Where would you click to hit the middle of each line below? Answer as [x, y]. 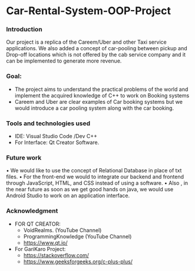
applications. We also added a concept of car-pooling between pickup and [97, 48]
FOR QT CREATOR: [37, 224]
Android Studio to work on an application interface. [68, 195]
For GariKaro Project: [40, 249]
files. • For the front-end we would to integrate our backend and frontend [95, 177]
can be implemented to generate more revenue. [64, 61]
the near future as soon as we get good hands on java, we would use [90, 190]
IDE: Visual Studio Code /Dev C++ [56, 136]
